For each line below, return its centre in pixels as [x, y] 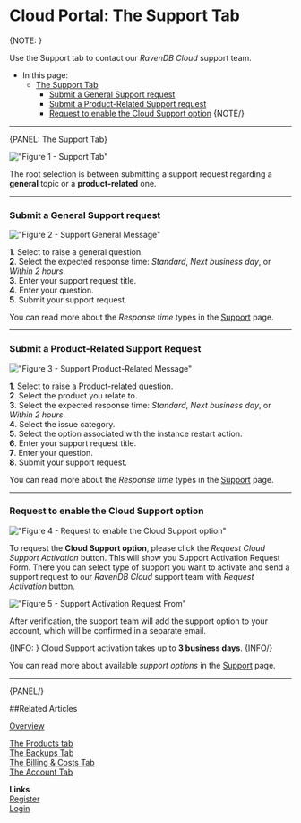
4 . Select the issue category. [62, 424]
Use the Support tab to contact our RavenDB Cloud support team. [131, 57]
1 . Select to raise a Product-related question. [91, 386]
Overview [27, 726]
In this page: [45, 75]
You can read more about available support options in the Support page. [142, 665]
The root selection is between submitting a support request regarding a [141, 174]
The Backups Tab [42, 753]
